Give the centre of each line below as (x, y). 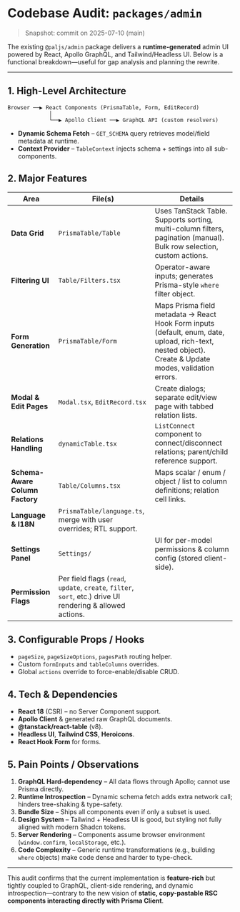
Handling (27, 448)
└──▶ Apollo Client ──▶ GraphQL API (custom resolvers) (134, 120)
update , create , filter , (96, 587)
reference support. (186, 461)
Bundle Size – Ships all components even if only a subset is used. (114, 812)
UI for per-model (184, 540)
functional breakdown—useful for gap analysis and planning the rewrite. (114, 61)
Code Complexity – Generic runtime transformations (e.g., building (116, 850)
